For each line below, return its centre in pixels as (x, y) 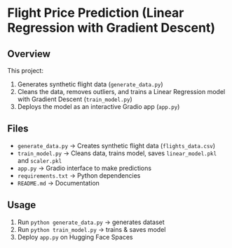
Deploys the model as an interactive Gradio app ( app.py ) (98, 106)
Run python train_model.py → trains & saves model (91, 229)
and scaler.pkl (40, 160)
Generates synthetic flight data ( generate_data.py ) (90, 84)
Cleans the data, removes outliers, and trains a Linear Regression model (121, 92)
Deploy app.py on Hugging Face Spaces (75, 237)
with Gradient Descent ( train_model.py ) (75, 99)
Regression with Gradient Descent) (111, 28)
